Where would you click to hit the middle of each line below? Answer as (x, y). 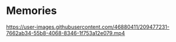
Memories (32, 11)
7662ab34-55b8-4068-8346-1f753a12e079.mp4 (66, 33)
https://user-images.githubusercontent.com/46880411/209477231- (88, 27)
